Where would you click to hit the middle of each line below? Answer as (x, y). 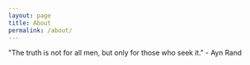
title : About (30, 23)
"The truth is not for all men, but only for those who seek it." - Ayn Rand (125, 53)
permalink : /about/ (40, 30)
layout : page (30, 15)
